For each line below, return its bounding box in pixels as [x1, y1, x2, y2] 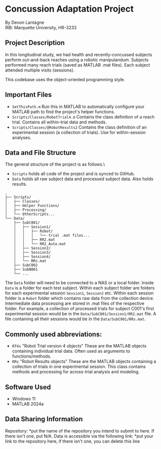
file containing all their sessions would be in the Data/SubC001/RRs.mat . [5, 316, 146, 322]
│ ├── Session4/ [14, 254, 51, 259]
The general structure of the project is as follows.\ [5, 161, 105, 167]
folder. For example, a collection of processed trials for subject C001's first [5, 306, 154, 311]
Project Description [5, 39, 65, 47]
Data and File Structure [5, 148, 76, 156]
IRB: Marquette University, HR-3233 [5, 24, 77, 30]
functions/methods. [12, 353, 52, 359]
